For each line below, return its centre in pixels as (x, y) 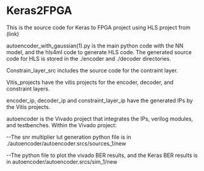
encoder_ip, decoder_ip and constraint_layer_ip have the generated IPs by (100, 100)
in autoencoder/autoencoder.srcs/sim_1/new (62, 161)
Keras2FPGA (39, 11)
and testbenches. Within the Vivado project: (62, 125)
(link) (13, 33)
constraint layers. (28, 88)
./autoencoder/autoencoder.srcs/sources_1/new (66, 143)
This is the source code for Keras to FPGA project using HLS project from (98, 27)
